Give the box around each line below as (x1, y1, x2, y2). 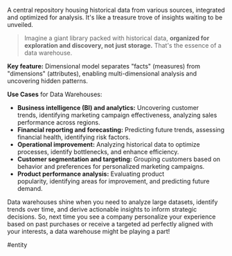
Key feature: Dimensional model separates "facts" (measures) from (7, 62, 201, 70)
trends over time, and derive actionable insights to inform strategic (7, 205, 197, 213)
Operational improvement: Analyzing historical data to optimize (17, 140, 200, 148)
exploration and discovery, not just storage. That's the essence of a (24, 42, 222, 49)
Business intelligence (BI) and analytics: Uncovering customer (17, 104, 199, 111)
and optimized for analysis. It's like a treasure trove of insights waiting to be (7, 13, 223, 21)
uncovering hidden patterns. (7, 77, 89, 85)
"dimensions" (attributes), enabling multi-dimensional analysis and (7, 69, 197, 77)
